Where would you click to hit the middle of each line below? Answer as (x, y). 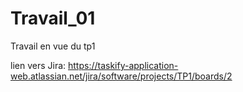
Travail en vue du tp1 (53, 46)
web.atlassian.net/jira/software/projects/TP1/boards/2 (121, 76)
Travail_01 (53, 18)
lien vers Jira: (38, 65)
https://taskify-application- (123, 65)
